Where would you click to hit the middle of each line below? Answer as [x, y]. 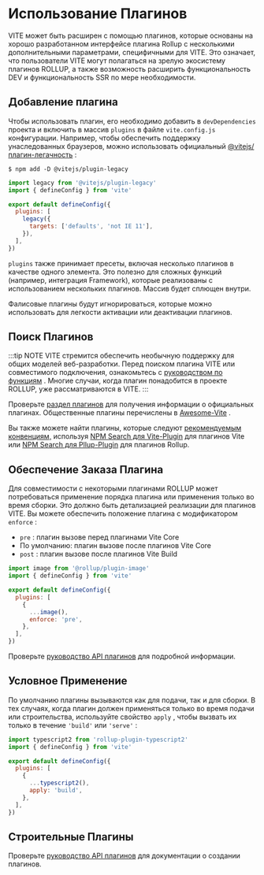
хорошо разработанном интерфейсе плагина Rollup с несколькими [121, 43]
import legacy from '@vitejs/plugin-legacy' [82, 183]
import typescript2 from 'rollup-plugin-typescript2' [99, 740]
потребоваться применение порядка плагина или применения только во [131, 497]
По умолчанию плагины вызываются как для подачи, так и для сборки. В [132, 700]
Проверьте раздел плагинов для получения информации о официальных [131, 404]
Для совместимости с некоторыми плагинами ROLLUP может [113, 488]
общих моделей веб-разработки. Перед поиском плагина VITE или [121, 364]
